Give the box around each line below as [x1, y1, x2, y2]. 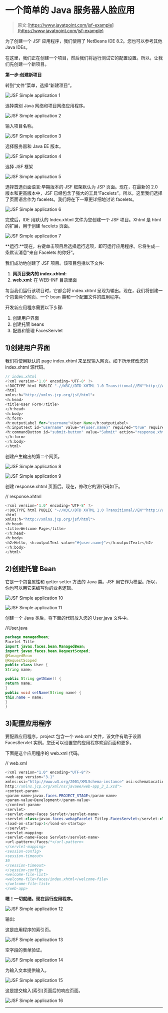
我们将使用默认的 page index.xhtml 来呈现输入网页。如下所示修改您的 [5, 358, 148, 364]
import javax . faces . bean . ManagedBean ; [5, 644, 86, 649]
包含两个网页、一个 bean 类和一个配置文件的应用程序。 [9, 293, 123, 300]
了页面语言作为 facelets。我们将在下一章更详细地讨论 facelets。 [5, 196, 137, 202]
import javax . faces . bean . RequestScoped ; [5, 648, 91, 654]
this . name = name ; [5, 695, 43, 700]
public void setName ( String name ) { [5, 690, 81, 695]
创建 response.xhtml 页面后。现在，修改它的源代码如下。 [5, 483, 123, 489]
